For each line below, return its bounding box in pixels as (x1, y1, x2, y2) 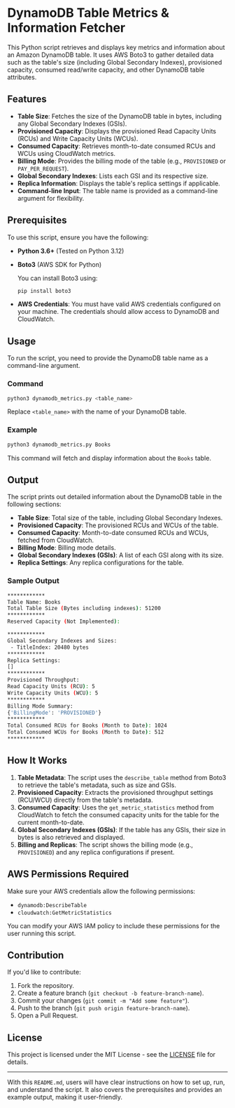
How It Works (7, 755, 68, 767)
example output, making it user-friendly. (7, 1093, 122, 1102)
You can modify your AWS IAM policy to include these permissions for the (7, 921, 220, 930)
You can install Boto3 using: (17, 274, 98, 282)
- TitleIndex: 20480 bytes (10, 644, 90, 651)
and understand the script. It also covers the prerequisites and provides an (7, 1086, 222, 1094)
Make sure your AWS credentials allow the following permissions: (7, 887, 196, 895)
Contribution (7, 949, 64, 961)
